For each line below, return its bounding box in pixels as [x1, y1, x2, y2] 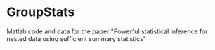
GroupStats [6, 4, 75, 20]
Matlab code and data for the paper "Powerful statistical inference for [6, 27, 208, 35]
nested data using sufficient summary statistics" [6, 34, 147, 42]
